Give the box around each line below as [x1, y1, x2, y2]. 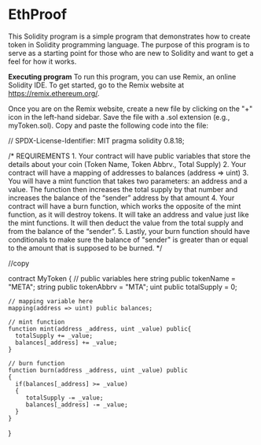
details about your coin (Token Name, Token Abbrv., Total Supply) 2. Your [8, 159, 246, 169]
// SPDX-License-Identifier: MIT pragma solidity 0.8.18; [8, 135, 185, 145]
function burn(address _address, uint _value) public [8, 366, 189, 374]
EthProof [8, 6, 68, 24]
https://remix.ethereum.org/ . [8, 88, 100, 98]
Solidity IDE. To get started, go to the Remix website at [8, 80, 185, 90]
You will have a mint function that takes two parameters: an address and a [8, 176, 248, 186]
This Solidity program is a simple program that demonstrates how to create [8, 32, 251, 41]
